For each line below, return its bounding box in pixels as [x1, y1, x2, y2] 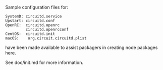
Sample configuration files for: [5, 4, 68, 10]
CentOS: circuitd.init [5, 31, 56, 36]
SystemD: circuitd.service [5, 14, 62, 19]
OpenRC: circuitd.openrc [5, 22, 60, 27]
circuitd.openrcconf [25, 27, 69, 32]
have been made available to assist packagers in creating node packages [5, 44, 158, 50]
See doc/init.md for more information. [5, 59, 83, 65]
